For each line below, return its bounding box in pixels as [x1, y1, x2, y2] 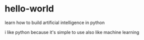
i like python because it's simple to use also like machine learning [4, 29, 139, 35]
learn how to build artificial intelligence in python [4, 19, 105, 25]
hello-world [4, 3, 54, 14]
